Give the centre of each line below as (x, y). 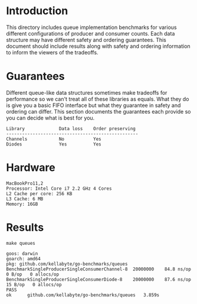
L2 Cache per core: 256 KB (39, 193)
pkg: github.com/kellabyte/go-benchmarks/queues (67, 264)
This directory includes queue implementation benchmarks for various (91, 27)
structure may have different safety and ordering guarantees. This (86, 40)
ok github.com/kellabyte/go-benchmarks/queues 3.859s (83, 295)
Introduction (37, 11)
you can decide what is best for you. (50, 118)
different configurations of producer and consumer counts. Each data (91, 33)
